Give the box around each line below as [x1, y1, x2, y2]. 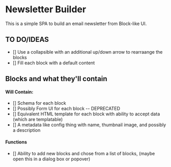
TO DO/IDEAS [5, 35, 50, 44]
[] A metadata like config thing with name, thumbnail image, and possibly [12, 122, 166, 128]
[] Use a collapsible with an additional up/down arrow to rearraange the [12, 49, 163, 55]
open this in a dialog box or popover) [12, 156, 90, 162]
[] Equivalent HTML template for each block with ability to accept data [12, 111, 160, 117]
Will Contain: [5, 88, 34, 95]
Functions [5, 139, 27, 145]
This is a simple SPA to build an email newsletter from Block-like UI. [5, 20, 147, 27]
